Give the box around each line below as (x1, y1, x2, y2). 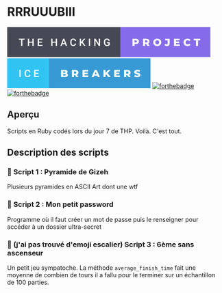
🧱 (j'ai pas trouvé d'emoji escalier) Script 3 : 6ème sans (7, 240, 195, 249)
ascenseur (7, 248, 43, 257)
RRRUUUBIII (7, 4, 75, 20)
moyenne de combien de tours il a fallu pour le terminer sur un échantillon (7, 271, 216, 279)
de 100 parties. (7, 278, 49, 287)
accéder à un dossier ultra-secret (7, 223, 102, 231)
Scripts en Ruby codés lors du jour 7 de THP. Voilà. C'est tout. (7, 127, 182, 135)
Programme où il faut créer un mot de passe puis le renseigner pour (7, 215, 199, 223)
